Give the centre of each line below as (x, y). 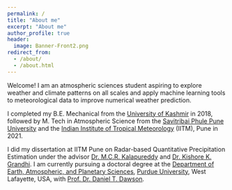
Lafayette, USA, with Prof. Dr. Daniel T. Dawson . (76, 179)
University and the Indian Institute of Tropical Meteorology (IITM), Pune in (113, 128)
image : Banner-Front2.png (51, 46)
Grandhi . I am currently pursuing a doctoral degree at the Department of (111, 164)
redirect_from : (29, 53)
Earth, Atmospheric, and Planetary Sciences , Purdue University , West (107, 171)
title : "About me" (34, 20)
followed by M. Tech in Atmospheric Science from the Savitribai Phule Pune (116, 121)
